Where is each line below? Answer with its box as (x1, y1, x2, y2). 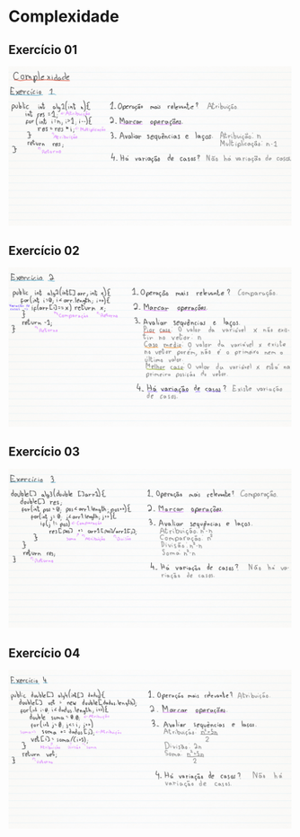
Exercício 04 (8, 645, 81, 661)
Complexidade (8, 6, 119, 27)
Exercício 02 (8, 242, 80, 258)
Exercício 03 (8, 445, 80, 460)
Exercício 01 (8, 42, 78, 57)
